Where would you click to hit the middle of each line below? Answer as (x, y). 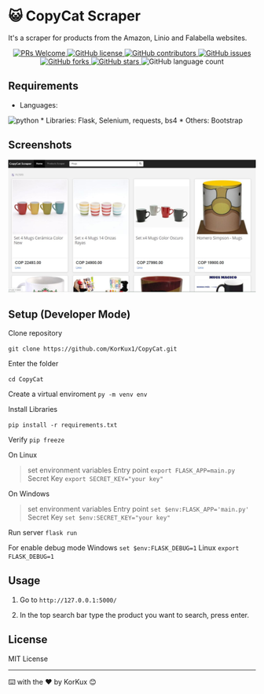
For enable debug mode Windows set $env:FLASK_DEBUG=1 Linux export (124, 548)
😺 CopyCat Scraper (75, 16)
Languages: (38, 105)
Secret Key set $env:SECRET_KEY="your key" (99, 517)
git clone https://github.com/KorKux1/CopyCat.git (93, 349)
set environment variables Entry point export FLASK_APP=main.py (131, 470)
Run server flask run (42, 533)
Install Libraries (33, 409)
